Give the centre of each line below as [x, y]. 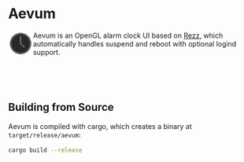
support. [46, 52]
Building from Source [61, 107]
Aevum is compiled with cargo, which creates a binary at [100, 126]
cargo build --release [45, 150]
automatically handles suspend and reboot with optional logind [135, 43]
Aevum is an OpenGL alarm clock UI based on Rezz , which [128, 35]
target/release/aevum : [44, 134]
